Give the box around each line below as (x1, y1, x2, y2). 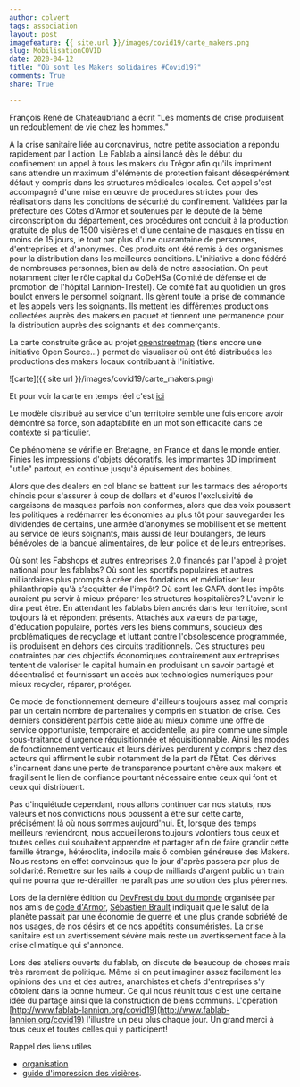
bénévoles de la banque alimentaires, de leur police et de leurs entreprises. (9, 538, 287, 548)
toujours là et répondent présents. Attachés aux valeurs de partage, (9, 612, 259, 623)
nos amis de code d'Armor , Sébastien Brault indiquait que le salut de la (9, 901, 270, 913)
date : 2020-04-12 (9, 55, 74, 64)
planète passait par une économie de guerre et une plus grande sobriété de (9, 911, 287, 921)
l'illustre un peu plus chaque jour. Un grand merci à (86, 1014, 274, 1024)
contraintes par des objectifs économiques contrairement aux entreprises (9, 650, 280, 660)
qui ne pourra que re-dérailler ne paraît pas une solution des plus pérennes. (9, 874, 288, 886)
